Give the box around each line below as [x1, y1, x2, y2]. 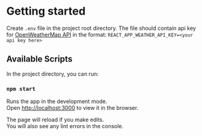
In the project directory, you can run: [6, 70, 99, 77]
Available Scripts [6, 54, 72, 65]
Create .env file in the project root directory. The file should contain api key [6, 24, 196, 32]
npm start [6, 85, 36, 92]
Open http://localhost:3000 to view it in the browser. [6, 104, 139, 112]
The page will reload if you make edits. [6, 116, 104, 123]
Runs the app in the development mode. [6, 98, 107, 105]
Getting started [6, 4, 86, 18]
